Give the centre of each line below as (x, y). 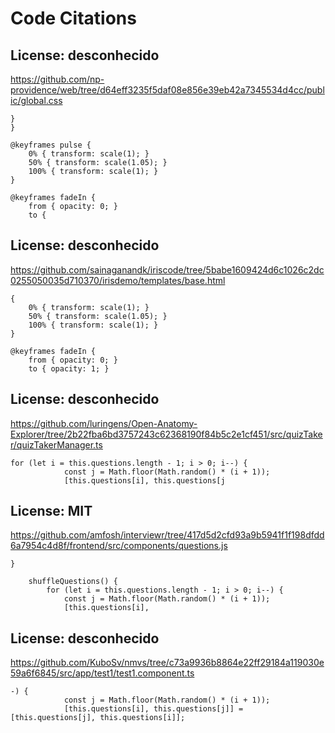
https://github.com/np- (57, 79)
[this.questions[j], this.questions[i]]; (98, 718)
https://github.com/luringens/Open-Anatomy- (104, 423)
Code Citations (73, 18)
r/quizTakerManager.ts (56, 444)
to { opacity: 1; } (69, 368)
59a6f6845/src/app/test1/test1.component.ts (102, 673)
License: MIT (51, 511)
